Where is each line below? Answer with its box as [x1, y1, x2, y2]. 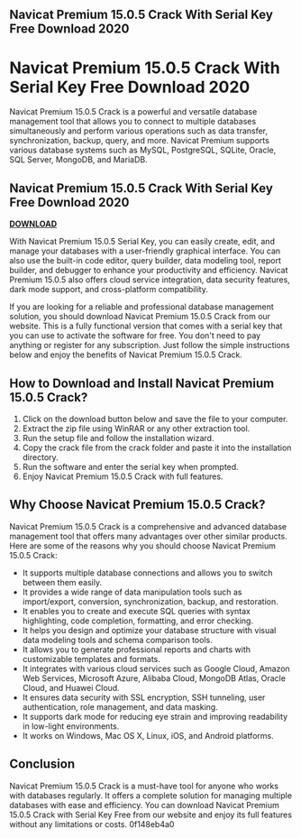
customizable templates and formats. [22, 653, 160, 664]
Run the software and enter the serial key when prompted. [22, 461, 239, 472]
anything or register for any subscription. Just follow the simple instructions [9, 340, 290, 351]
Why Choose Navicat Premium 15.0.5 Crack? [9, 497, 266, 512]
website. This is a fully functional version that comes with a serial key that [9, 320, 283, 332]
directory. [22, 451, 59, 463]
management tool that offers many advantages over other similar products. [9, 530, 287, 541]
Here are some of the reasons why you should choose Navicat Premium [9, 540, 277, 551]
